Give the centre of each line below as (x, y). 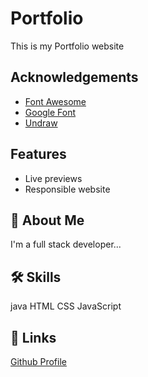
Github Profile (38, 361)
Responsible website (67, 189)
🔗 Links (33, 337)
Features (38, 154)
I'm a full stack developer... (66, 244)
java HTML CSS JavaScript (66, 306)
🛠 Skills (36, 277)
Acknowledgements (74, 77)
